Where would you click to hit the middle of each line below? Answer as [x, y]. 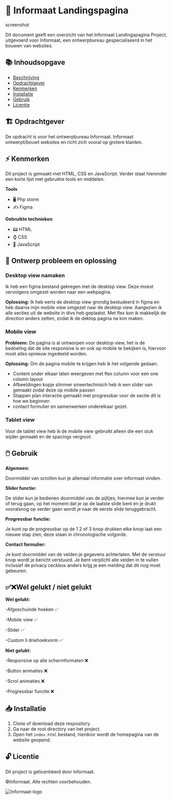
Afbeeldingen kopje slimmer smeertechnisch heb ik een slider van [83, 385]
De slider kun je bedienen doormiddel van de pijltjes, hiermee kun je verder [85, 498]
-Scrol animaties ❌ [25, 681]
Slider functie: [21, 488]
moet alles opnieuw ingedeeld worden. [46, 354]
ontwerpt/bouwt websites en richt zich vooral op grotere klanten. [74, 142]
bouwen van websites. [29, 45]
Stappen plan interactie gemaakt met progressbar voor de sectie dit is [87, 396]
